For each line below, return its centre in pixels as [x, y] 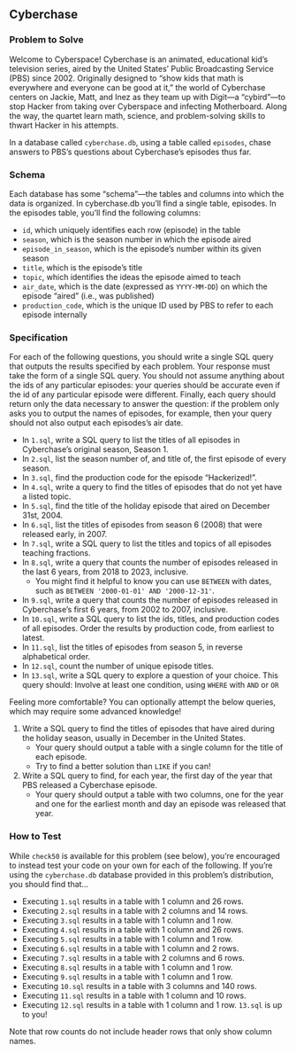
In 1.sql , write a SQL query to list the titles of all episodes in [131, 440]
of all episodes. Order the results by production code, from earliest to [148, 628]
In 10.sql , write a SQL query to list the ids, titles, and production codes [151, 619]
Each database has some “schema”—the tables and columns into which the [147, 193]
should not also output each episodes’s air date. [96, 423]
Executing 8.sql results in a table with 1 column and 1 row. [127, 967]
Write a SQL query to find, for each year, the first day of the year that [147, 776]
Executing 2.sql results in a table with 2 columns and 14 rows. [135, 910]
